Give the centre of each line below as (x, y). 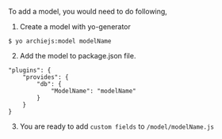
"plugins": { (30, 70)
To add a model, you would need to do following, (88, 11)
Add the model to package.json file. (78, 56)
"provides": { (46, 77)
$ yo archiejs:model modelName (60, 41)
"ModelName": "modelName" (93, 91)
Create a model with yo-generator (75, 26)
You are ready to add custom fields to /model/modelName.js (117, 126)
